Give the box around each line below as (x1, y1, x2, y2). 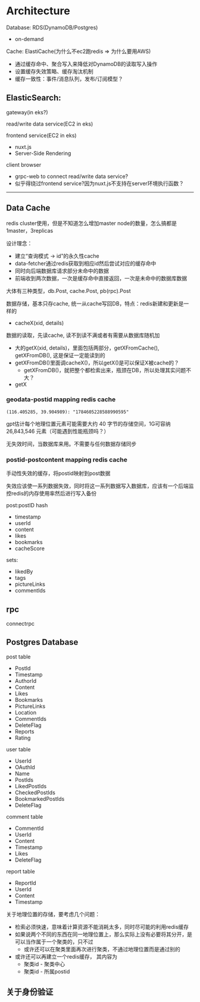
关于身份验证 (6, 987, 54, 997)
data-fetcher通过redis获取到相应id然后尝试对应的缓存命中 (14, 260, 157, 267)
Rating (14, 734, 31, 741)
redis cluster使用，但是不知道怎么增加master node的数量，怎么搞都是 (6, 219, 177, 227)
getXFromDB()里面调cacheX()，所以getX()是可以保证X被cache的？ (14, 359, 180, 366)
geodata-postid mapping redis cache (6, 395, 116, 404)
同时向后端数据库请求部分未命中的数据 (14, 267, 109, 274)
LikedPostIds (14, 782, 47, 789)
